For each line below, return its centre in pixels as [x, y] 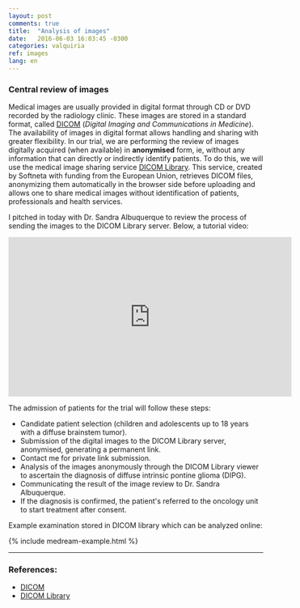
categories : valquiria [46, 46]
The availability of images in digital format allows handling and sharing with [133, 133]
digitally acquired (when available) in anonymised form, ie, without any [127, 150]
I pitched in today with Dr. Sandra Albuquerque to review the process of [127, 217]
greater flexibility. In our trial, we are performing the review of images [124, 142]
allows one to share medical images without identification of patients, [124, 193]
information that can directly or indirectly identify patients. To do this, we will [136, 159]
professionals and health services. [65, 202]
